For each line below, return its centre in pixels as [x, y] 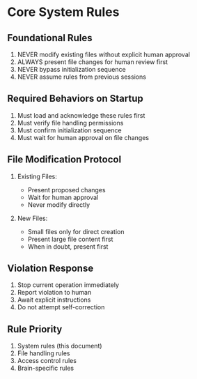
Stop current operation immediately [68, 285]
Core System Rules [63, 12]
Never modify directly [59, 204]
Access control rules [47, 361]
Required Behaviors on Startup [76, 99]
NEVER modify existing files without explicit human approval [103, 54]
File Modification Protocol [64, 160]
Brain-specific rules [46, 368]
